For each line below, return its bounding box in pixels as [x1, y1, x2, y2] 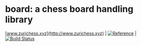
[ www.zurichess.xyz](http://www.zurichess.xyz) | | [5, 30, 137, 36]
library [5, 14, 33, 25]
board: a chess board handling [5, 3, 134, 15]
